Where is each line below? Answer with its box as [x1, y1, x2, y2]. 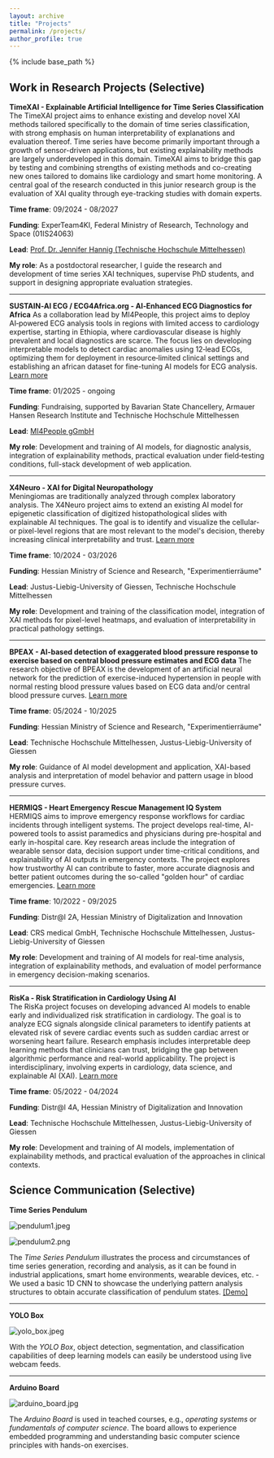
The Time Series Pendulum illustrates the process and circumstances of [9, 1252, 250, 1262]
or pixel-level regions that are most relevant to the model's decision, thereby [9, 526, 265, 536]
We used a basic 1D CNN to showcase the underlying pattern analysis [9, 1278, 243, 1288]
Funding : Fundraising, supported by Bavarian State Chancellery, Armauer [9, 402, 255, 412]
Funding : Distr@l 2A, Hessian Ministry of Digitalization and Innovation [9, 913, 243, 922]
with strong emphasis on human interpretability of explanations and [9, 128, 235, 138]
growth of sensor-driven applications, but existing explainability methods [9, 146, 254, 155]
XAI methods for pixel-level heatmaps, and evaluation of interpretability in [9, 615, 256, 625]
